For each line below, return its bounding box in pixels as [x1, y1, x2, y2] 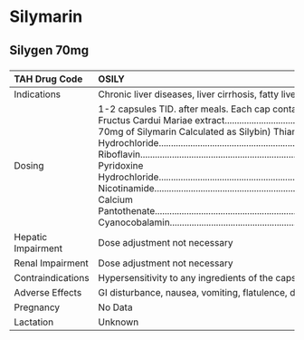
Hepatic [14, 230, 48, 243]
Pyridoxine [98, 159, 144, 171]
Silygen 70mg [9, 43, 89, 58]
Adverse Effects [14, 286, 82, 298]
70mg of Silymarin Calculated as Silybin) [98, 125, 271, 138]
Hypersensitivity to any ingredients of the [98, 271, 274, 284]
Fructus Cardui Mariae [98, 113, 193, 126]
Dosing [14, 159, 44, 171]
